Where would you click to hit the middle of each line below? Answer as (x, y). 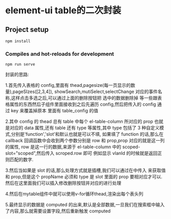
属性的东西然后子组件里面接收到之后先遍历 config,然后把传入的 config (83, 104)
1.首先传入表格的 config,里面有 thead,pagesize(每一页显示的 (68, 85)
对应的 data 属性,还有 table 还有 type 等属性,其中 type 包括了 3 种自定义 (84, 128)
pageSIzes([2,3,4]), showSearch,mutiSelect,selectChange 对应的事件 (85, 91)
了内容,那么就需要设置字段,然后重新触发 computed (58, 211)
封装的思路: (17, 75)
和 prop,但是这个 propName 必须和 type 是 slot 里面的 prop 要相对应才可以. (84, 177)
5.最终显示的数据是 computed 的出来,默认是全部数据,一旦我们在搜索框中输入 (85, 205)
